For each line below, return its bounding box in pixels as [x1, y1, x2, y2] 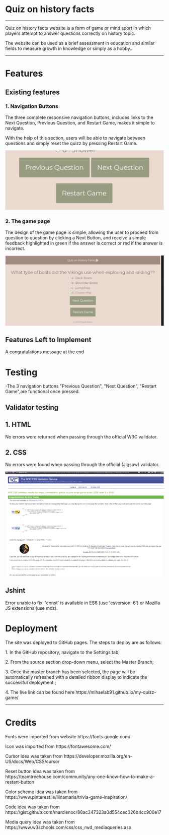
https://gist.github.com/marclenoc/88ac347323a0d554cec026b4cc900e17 [5, 809, 162, 815]
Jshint [5, 586, 26, 595]
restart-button [5, 779, 34, 785]
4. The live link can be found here [5, 689, 74, 695]
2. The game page [5, 218, 50, 225]
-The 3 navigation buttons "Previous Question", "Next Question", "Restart [5, 383, 157, 389]
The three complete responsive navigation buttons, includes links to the [5, 114, 153, 120]
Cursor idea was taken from [5, 753, 63, 759]
